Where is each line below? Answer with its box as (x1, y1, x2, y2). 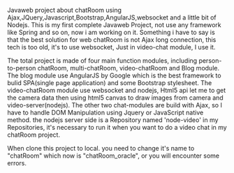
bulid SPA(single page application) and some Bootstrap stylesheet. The (7, 79, 212, 86)
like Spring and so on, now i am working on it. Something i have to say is (7, 28, 215, 36)
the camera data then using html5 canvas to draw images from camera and (7, 93, 224, 102)
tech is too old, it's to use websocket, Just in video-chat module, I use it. (7, 43, 216, 51)
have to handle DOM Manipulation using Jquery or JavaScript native (7, 108, 204, 116)
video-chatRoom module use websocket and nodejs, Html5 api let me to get (7, 86, 226, 94)
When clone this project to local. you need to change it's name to (7, 144, 195, 152)
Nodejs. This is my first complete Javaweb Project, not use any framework (7, 21, 221, 29)
